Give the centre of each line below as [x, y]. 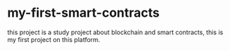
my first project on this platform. [54, 39]
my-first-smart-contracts [83, 13]
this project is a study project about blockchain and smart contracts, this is [115, 32]
